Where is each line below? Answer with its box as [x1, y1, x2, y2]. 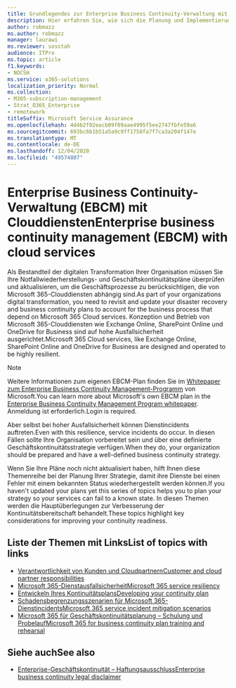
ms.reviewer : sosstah [7, 43, 71, 50]
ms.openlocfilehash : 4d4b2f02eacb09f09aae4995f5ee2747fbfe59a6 [7, 121, 197, 129]
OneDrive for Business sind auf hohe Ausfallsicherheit [7, 327, 164, 336]
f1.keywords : [7, 63, 46, 70]
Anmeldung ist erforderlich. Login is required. [7, 407, 137, 415]
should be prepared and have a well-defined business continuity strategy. [7, 450, 221, 459]
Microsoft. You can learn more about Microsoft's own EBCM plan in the [7, 392, 211, 400]
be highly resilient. [7, 350, 61, 358]
